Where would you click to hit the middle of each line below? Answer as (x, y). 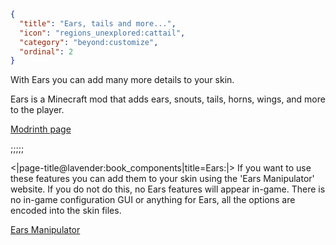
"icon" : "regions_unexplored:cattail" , (102, 33)
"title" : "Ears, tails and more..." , (98, 23)
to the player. (37, 110)
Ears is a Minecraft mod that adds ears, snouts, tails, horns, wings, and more (168, 99)
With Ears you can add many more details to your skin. (122, 80)
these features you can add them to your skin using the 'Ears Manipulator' (162, 179)
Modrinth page (41, 129)
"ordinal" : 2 (46, 51)
